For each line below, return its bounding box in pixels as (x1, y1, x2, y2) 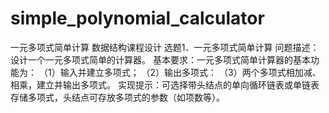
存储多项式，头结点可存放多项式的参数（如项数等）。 (10, 91, 225, 103)
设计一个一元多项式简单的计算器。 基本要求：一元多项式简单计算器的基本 (10, 53, 311, 66)
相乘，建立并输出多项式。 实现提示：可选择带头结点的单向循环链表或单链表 (10, 78, 320, 91)
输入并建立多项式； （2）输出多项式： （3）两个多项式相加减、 (59, 66, 322, 78)
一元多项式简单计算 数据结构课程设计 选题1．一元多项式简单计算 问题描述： (10, 41, 320, 53)
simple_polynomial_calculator (10, 7, 265, 30)
